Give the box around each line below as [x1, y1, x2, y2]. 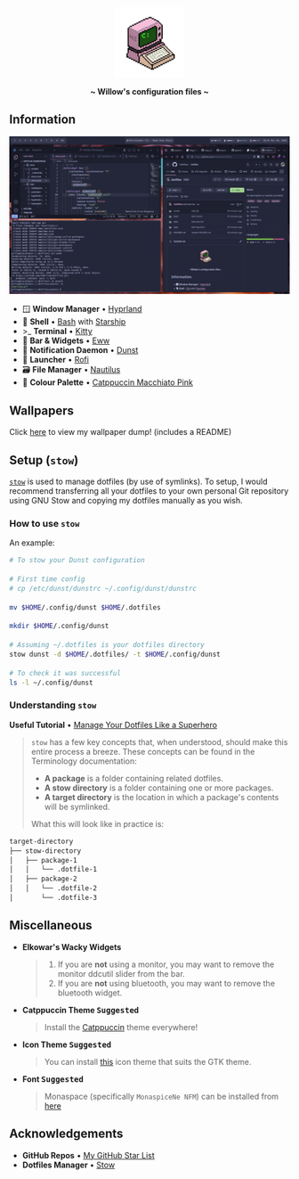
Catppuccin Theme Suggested [21, 1004, 140, 1015]
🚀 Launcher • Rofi [21, 355, 89, 365]
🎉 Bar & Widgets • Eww [21, 335, 110, 346]
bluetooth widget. [57, 987, 123, 998]
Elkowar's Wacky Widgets [21, 941, 122, 952]
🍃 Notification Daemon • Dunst [21, 345, 139, 356]
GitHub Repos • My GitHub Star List [21, 1150, 156, 1160]
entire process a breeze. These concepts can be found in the [30, 746, 255, 757]
